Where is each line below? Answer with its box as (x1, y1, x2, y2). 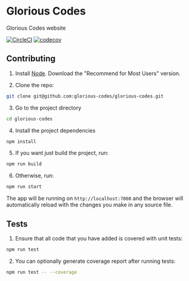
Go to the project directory (15, 104, 82, 111)
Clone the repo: (15, 81, 55, 88)
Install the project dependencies (15, 127, 96, 134)
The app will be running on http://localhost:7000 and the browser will (6, 195, 184, 202)
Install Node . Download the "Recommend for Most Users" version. (15, 70, 181, 77)
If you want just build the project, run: (15, 150, 109, 157)
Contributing (6, 53, 56, 64)
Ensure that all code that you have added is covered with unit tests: (15, 234, 183, 242)
